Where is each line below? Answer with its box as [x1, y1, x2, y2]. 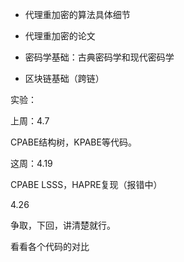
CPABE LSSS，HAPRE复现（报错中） [10, 179, 163, 190]
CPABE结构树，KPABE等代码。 [10, 136, 137, 148]
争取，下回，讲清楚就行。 [10, 219, 116, 231]
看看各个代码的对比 [10, 241, 90, 252]
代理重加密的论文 [24, 30, 96, 42]
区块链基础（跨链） [24, 73, 105, 84]
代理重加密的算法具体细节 [24, 9, 131, 20]
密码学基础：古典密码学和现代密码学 [24, 51, 175, 63]
